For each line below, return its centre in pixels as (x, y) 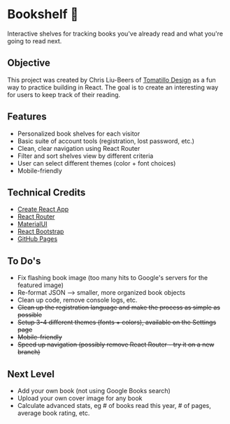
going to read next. (35, 41)
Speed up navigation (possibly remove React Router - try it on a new (116, 344)
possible (30, 315)
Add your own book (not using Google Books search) (94, 391)
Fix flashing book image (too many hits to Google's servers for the (113, 278)
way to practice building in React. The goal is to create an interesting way (113, 87)
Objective (29, 63)
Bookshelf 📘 (43, 14)
